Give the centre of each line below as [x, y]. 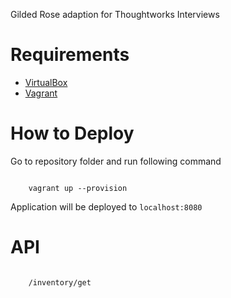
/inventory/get [60, 282]
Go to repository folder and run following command [116, 161]
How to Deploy [72, 133]
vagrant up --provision [78, 188]
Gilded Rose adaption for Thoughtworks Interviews [115, 14]
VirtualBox [46, 82]
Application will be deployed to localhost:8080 [106, 206]
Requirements [70, 55]
